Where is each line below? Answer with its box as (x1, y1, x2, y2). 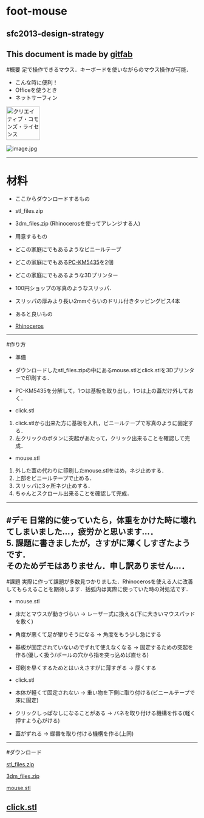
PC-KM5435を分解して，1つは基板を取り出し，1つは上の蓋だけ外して (15, 387, 188, 395)
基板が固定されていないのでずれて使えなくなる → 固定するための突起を (15, 643, 194, 651)
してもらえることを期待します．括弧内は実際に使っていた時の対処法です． (6, 586, 191, 593)
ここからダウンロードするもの (15, 195, 90, 203)
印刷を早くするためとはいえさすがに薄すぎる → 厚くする (15, 664, 157, 671)
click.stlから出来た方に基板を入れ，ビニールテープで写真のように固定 (15, 420, 188, 427)
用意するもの (15, 233, 47, 240)
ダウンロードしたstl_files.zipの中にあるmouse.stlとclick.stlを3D (15, 367, 174, 374)
